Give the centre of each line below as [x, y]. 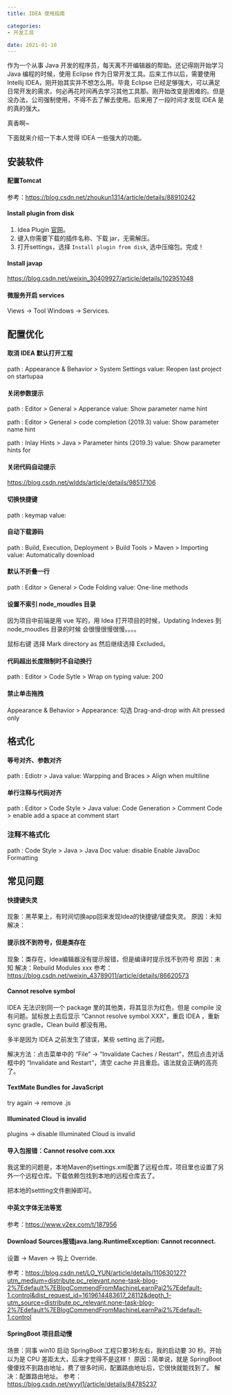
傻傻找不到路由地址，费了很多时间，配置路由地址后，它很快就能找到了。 [110, 1367]
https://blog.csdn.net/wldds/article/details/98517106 [82, 482]
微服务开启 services [36, 295]
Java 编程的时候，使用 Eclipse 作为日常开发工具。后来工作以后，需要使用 [112, 74]
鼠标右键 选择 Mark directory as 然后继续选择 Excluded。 [88, 644]
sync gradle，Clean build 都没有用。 [59, 1024]
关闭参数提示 [25, 393]
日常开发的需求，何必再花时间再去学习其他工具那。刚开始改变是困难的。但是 [116, 91]
